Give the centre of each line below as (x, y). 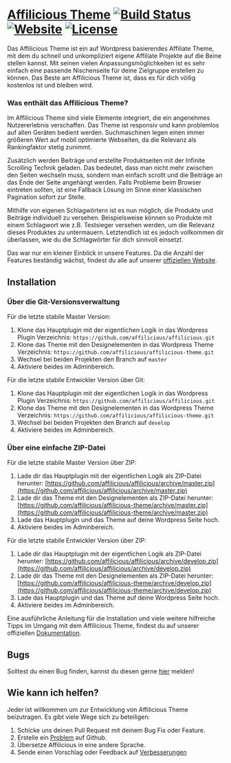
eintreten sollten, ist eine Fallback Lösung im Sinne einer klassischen (104, 190)
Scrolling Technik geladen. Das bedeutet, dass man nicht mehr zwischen (110, 168)
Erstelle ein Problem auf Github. (62, 738)
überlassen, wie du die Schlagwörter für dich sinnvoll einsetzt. (95, 240)
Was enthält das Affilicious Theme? (68, 103)
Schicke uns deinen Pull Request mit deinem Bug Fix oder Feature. (111, 730)
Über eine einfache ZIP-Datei (56, 448)
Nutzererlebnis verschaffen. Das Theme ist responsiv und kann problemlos (113, 125)
